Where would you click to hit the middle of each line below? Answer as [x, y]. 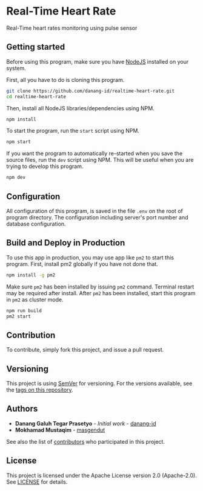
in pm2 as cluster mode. [35, 299]
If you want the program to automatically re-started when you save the [95, 153]
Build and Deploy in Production [66, 243]
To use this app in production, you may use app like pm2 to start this [90, 257]
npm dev [16, 178]
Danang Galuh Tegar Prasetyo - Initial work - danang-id [85, 423]
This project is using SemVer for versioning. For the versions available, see [99, 383]
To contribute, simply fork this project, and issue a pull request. [85, 350]
